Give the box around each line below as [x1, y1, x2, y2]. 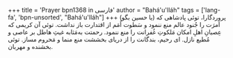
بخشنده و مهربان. [8, 43, 54, 50]
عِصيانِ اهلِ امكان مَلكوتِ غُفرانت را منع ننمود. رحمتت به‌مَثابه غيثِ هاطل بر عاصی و [8, 28, 222, 36]
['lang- [201, 6, 221, 14]
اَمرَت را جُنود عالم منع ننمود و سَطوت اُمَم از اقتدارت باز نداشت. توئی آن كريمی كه [8, 21, 220, 28]
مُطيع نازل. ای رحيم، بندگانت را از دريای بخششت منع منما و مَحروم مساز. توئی [8, 35, 210, 43]
